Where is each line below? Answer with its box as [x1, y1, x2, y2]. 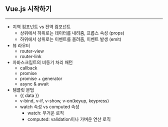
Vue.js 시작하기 [5, 4, 51, 13]
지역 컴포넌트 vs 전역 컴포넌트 [12, 23, 71, 29]
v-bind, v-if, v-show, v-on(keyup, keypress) [19, 97, 109, 103]
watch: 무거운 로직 [27, 109, 64, 116]
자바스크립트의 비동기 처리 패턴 [12, 59, 73, 65]
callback [19, 64, 37, 71]
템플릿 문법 [12, 86, 34, 92]
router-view [19, 48, 44, 54]
